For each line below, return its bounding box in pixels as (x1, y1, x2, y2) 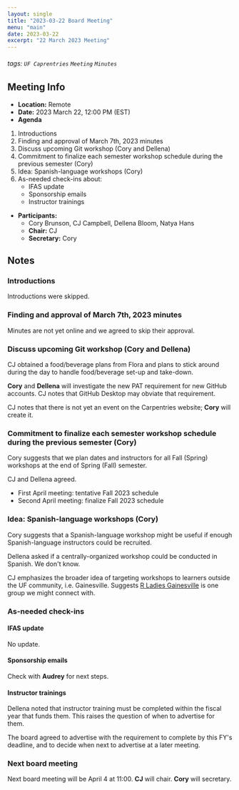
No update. (7, 639, 41, 648)
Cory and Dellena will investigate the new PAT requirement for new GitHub (7, 382, 227, 390)
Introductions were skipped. (7, 292, 90, 300)
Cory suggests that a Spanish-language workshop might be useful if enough (7, 530, 233, 539)
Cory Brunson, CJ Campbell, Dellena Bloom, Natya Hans (28, 218, 195, 227)
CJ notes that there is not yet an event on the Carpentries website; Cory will (7, 403, 231, 412)
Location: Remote (17, 100, 71, 108)
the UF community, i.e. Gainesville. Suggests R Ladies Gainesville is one (7, 581, 219, 589)
